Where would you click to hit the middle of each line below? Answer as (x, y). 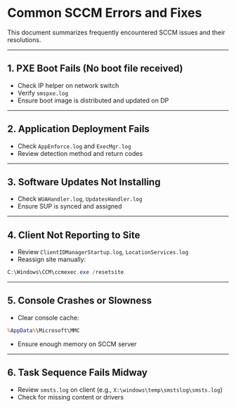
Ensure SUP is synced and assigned (70, 206)
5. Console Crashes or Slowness (80, 301)
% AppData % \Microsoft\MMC (44, 330)
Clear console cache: (48, 317)
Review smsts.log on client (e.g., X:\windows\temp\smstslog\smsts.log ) (120, 389)
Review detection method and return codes (80, 153)
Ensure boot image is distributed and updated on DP (93, 100)
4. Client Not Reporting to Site (74, 235)
